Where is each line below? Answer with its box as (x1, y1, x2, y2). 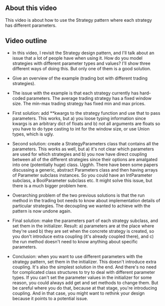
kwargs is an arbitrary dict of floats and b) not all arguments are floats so (12, 121, 161, 127)
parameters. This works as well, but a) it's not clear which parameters (12, 146, 154, 152)
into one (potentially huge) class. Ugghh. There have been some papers (12, 162, 159, 168)
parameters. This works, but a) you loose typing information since (12, 115, 146, 121)
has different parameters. (5, 22, 57, 28)
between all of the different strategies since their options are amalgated (12, 156, 158, 162)
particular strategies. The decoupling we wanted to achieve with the (12, 203, 151, 209)
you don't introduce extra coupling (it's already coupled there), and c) (12, 233, 154, 239)
